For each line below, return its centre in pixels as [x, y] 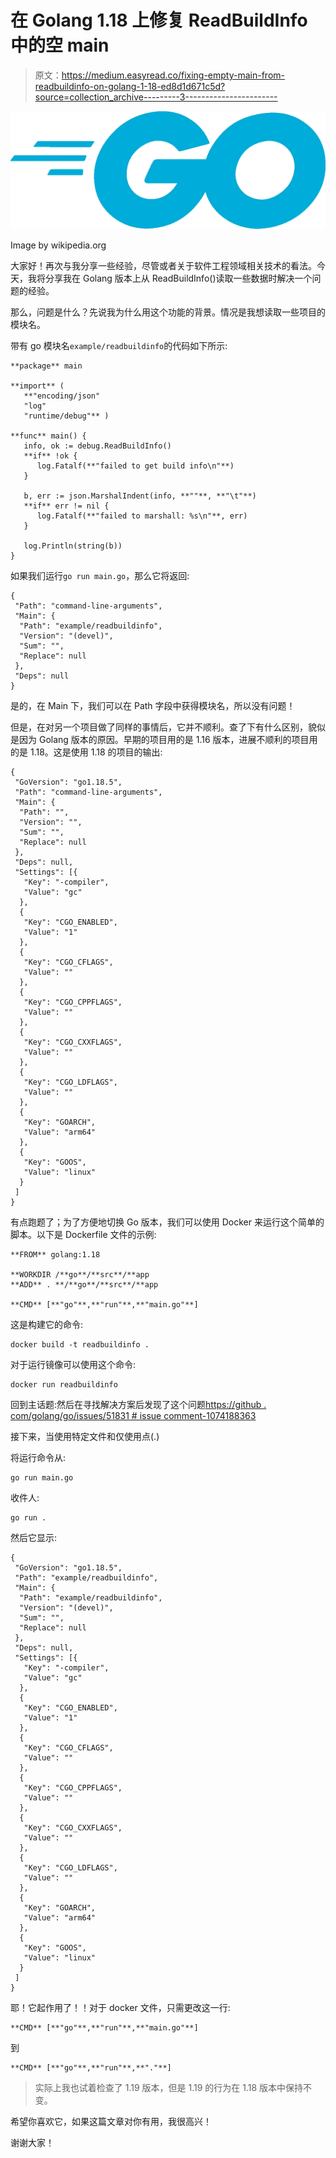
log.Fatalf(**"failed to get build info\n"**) [135, 466]
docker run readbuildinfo [64, 1384]
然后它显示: [34, 1537]
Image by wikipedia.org [58, 245]
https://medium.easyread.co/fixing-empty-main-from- [173, 75]
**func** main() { [48, 436]
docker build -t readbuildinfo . [80, 1344]
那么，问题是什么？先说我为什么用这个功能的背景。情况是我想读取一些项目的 [168, 312]
